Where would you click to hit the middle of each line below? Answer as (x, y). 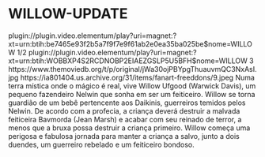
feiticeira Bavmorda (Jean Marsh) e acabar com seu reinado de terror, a (125, 119)
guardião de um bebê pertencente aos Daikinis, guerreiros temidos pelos (127, 103)
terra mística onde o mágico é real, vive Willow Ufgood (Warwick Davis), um (132, 86)
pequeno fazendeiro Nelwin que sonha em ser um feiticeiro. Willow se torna (132, 94)
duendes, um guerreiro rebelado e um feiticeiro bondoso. (102, 144)
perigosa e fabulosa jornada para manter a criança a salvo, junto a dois (124, 136)
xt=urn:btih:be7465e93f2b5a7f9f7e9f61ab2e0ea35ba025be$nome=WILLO (131, 43)
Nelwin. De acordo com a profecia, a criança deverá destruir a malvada (124, 110)
